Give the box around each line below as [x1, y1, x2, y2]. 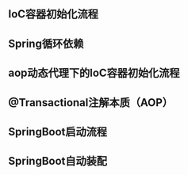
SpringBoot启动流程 [8, 125, 108, 139]
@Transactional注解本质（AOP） [8, 96, 173, 109]
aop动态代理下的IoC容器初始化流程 [8, 67, 180, 80]
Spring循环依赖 [8, 36, 84, 50]
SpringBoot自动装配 [8, 154, 108, 168]
